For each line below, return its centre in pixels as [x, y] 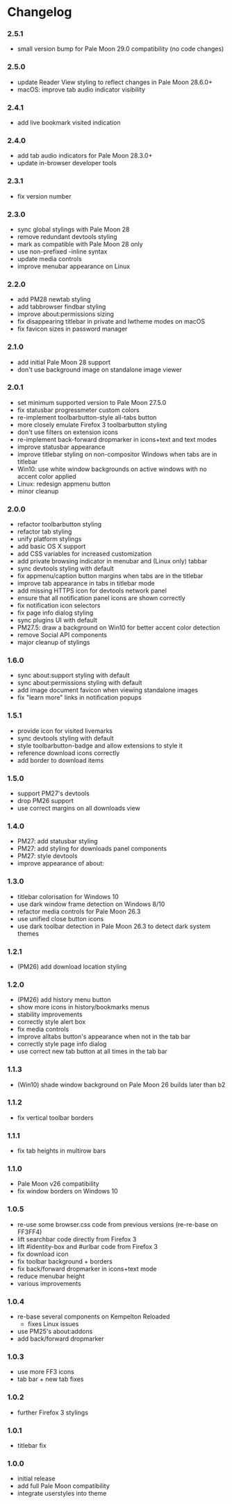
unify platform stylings [49, 539]
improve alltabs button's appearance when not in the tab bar [104, 1036]
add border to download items [60, 760]
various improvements [49, 1283]
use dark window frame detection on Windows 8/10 [91, 904]
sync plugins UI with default [57, 620]
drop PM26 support [45, 801]
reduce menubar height [51, 1276]
